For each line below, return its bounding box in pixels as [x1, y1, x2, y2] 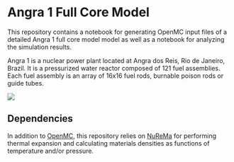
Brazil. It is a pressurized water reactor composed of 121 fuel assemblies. [7, 64, 221, 72]
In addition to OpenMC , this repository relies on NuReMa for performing [7, 132, 217, 140]
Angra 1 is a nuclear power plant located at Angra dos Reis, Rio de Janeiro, [7, 56, 225, 64]
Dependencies [7, 112, 73, 125]
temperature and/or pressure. [7, 146, 94, 155]
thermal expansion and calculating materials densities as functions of [7, 139, 210, 147]
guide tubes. [7, 79, 44, 87]
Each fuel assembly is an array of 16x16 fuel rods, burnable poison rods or [7, 71, 224, 80]
